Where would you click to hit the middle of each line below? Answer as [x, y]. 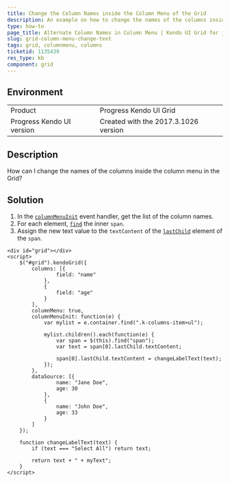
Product [23, 110]
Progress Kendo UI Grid [138, 110]
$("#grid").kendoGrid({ [53, 263]
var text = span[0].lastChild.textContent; [119, 347]
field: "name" [76, 275]
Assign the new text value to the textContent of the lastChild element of [119, 231]
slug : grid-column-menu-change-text [59, 39]
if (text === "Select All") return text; [92, 449]
